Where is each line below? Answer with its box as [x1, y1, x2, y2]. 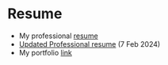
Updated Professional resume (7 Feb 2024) [18, 39, 161, 48]
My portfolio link [18, 48, 73, 57]
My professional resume [18, 31, 98, 40]
